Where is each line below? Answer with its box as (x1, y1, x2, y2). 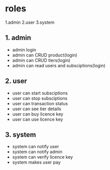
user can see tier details (12, 106, 62, 112)
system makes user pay (12, 159, 61, 166)
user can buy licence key (12, 111, 64, 117)
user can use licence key (12, 116, 63, 122)
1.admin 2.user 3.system (5, 19, 55, 25)
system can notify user (12, 144, 59, 150)
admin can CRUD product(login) (12, 52, 77, 58)
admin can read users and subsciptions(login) (12, 62, 106, 68)
